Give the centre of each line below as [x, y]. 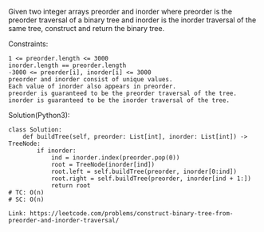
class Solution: [35, 130]
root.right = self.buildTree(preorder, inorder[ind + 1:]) [151, 179]
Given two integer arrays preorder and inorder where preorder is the [120, 12]
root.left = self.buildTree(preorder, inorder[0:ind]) [144, 171]
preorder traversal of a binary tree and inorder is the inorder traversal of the [132, 20]
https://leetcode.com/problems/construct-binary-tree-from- [131, 214]
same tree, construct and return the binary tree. [87, 28]
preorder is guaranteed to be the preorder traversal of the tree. [123, 93]
